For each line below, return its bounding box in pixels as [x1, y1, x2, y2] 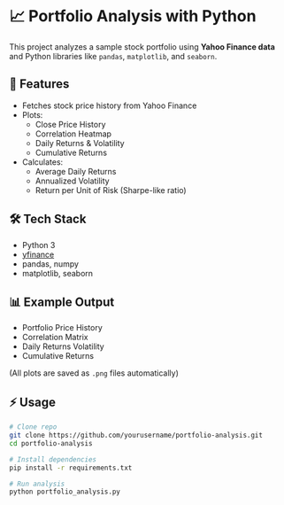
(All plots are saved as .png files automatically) [9, 368, 180, 378]
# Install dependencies [9, 454, 97, 464]
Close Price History [35, 119, 106, 129]
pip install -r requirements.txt [9, 463, 133, 472]
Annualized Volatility [35, 175, 110, 186]
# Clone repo [9, 423, 58, 431]
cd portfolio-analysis [9, 439, 93, 447]
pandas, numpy [21, 258, 80, 269]
